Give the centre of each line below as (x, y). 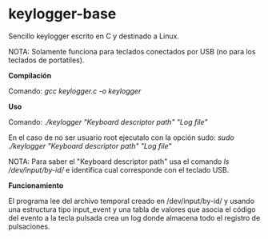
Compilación (30, 75)
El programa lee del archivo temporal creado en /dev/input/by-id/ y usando (131, 201)
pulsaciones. (29, 226)
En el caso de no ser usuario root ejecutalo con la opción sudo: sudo (121, 137)
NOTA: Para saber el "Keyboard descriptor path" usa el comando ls (119, 161)
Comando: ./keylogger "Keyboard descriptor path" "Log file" (108, 121)
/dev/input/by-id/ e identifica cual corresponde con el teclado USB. (119, 169)
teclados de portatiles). (46, 60)
